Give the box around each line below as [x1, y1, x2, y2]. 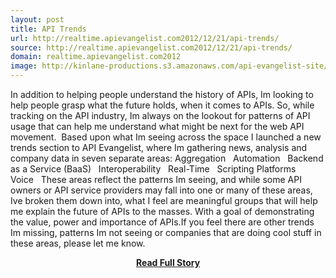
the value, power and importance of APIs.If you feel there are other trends [10, 216, 315, 228]
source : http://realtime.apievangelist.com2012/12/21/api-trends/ [10, 42, 293, 53]
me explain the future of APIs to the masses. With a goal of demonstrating [10, 206, 315, 217]
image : [10, 61, 38, 71]
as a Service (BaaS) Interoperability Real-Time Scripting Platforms [10, 163, 297, 175]
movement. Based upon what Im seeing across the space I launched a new [10, 131, 322, 143]
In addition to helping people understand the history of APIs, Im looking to [10, 89, 314, 100]
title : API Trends [10, 24, 87, 34]
